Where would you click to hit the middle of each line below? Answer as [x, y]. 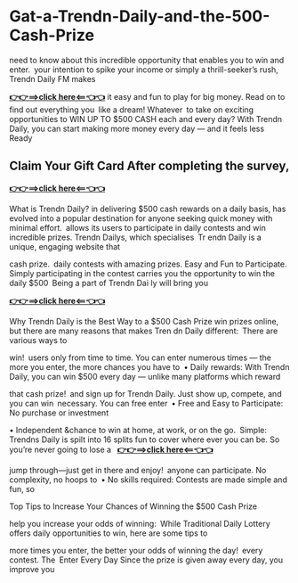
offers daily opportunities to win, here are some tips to [109, 533]
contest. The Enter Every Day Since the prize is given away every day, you [146, 560]
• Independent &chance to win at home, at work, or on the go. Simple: [138, 430]
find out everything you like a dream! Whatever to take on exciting [132, 110]
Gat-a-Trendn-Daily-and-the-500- [140, 16]
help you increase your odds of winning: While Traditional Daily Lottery [140, 523]
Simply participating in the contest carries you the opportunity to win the [142, 273]
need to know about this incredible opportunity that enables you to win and [147, 60]
